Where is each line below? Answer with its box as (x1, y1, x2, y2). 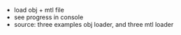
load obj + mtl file (13, 6, 64, 14)
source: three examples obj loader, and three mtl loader (13, 21, 174, 28)
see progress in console (13, 13, 84, 21)
